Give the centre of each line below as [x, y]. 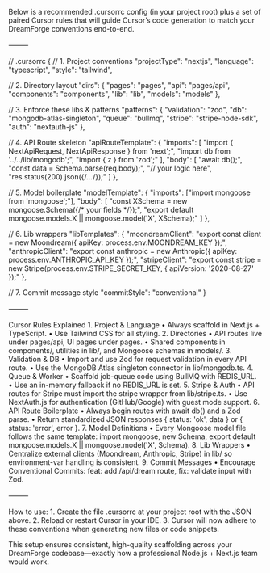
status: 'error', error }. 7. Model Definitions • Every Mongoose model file [127, 428]
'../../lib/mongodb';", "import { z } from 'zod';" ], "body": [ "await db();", [125, 160]
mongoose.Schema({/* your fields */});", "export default [101, 210]
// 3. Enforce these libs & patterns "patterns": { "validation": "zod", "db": [128, 110]
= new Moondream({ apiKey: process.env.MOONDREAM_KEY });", [118, 242]
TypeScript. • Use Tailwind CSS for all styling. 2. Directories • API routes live [135, 333]
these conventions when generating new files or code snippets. [114, 529]
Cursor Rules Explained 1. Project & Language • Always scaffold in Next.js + [134, 325]
